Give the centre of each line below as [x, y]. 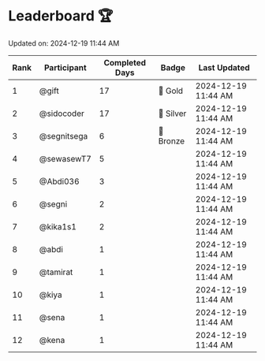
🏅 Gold [171, 91]
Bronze [172, 141]
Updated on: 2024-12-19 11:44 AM [64, 43]
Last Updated [224, 67]
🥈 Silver [172, 114]
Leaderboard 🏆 [61, 16]
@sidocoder [62, 114]
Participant [65, 67]
